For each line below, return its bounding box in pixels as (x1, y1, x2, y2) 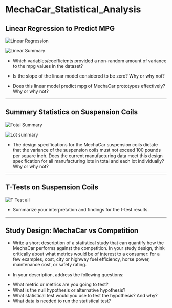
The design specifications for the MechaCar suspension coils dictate (12, 141, 158, 147)
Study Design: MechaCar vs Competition (5, 226, 139, 235)
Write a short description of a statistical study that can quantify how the (12, 240, 164, 246)
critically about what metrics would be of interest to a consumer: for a (12, 251, 160, 257)
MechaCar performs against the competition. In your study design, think (12, 245, 165, 252)
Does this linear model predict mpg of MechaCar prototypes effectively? (12, 83, 165, 89)
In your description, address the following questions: (12, 272, 124, 278)
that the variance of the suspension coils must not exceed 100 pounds (12, 147, 161, 153)
